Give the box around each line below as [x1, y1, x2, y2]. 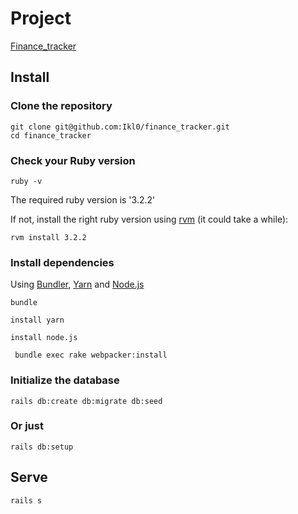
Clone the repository [10, 99, 113, 113]
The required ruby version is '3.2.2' [10, 193, 156, 206]
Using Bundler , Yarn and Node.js [10, 278, 145, 291]
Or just [10, 419, 44, 433]
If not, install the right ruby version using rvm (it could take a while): [10, 213, 289, 225]
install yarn [10, 315, 65, 326]
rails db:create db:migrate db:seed [10, 396, 163, 406]
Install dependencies [10, 255, 115, 269]
